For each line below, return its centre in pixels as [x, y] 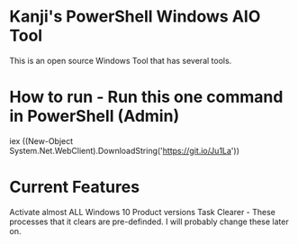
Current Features [75, 187]
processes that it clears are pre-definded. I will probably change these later [149, 221]
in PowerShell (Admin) [95, 117]
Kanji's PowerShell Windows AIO [135, 17]
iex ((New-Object [41, 140]
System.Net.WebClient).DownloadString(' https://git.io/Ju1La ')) [125, 150]
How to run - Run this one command [146, 97]
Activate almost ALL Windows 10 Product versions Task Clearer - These [143, 212]
